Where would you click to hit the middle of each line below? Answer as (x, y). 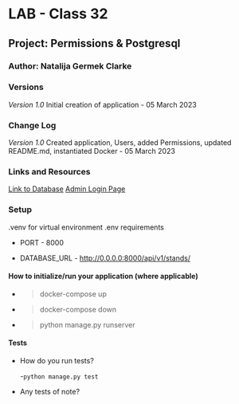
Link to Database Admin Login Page (67, 189)
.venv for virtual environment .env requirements (86, 227)
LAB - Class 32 (58, 14)
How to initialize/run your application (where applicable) (103, 277)
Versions (26, 87)
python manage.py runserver (87, 324)
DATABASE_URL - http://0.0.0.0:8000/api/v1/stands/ (105, 258)
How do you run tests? (57, 361)
